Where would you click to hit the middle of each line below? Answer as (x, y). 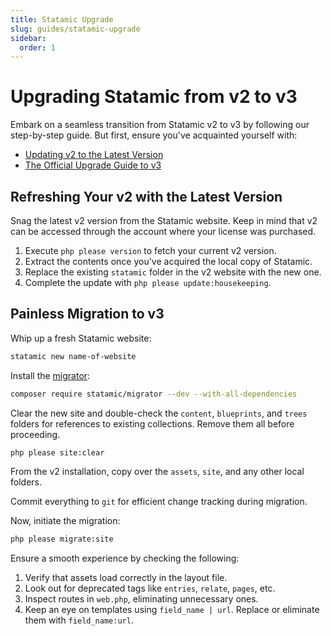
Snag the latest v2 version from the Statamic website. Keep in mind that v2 (164, 220)
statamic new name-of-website (73, 356)
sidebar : (28, 38)
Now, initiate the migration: (65, 521)
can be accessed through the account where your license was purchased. (163, 231)
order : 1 (37, 47)
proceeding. (35, 434)
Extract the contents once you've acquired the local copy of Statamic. (168, 261)
